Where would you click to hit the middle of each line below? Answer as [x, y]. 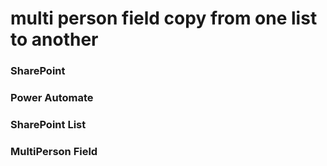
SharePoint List [48, 124]
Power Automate [52, 98]
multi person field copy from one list [164, 18]
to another [54, 39]
